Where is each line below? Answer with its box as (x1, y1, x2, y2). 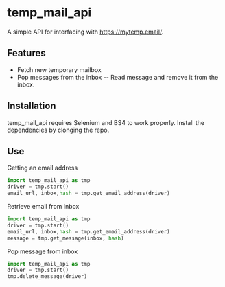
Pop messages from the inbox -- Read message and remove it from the (16, 73, 219, 81)
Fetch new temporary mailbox (16, 65, 102, 73)
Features (7, 47, 46, 59)
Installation (7, 100, 56, 112)
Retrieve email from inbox (7, 203, 80, 210)
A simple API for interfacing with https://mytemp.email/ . (7, 27, 164, 36)
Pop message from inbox (7, 247, 78, 255)
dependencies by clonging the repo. (7, 126, 110, 134)
